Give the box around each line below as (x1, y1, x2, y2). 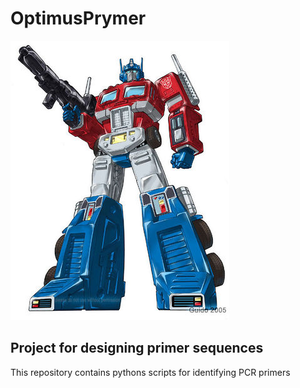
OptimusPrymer (10, 7, 147, 30)
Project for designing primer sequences (10, 340, 264, 357)
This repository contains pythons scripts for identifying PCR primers (10, 366, 291, 378)
